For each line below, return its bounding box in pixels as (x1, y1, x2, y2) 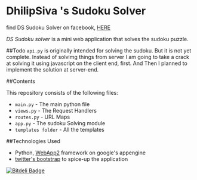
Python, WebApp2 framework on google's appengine (14, 149, 146, 156)
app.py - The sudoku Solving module (14, 119, 106, 126)
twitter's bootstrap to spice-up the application (14, 155, 128, 162)
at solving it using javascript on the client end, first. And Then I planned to (6, 60, 188, 67)
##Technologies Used (6, 137, 61, 144)
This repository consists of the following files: (6, 89, 118, 96)
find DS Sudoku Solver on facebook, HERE (6, 24, 111, 31)
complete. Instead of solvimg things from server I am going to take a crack (6, 53, 190, 60)
